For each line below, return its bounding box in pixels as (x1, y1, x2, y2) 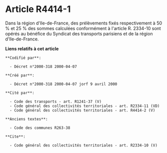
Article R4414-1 (5, 3, 71, 15)
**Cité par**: (5, 90, 35, 95)
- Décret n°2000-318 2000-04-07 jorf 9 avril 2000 (9, 81, 117, 86)
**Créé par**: (5, 72, 35, 78)
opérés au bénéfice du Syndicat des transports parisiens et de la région (5, 30, 153, 36)
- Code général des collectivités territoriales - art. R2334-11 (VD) (9, 103, 160, 108)
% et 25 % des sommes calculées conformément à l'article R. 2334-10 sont (5, 25, 161, 31)
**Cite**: (5, 134, 26, 139)
